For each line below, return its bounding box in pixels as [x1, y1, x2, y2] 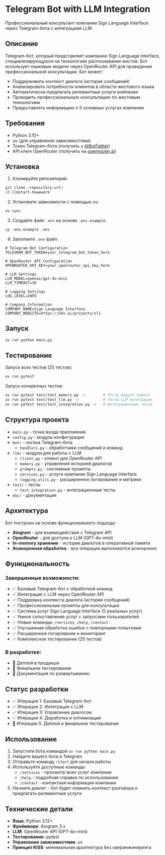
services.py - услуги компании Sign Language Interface [19, 471, 137, 477]
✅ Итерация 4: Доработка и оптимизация [12, 715, 101, 721]
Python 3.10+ [12, 132, 40, 138]
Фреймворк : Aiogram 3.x [12, 823, 66, 829]
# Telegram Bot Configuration [5, 245, 68, 250]
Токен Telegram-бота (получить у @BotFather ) [12, 143, 110, 149]
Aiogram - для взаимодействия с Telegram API [12, 529, 112, 535]
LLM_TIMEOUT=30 [5, 280, 37, 285]
